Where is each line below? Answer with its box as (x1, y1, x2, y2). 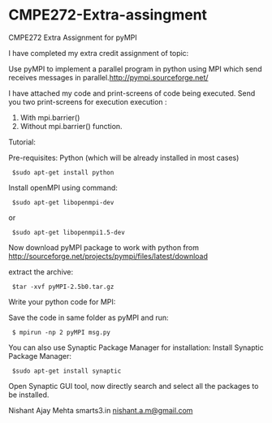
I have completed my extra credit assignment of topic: (8, 48, 189, 58)
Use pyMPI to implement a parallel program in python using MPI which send (8, 63, 262, 74)
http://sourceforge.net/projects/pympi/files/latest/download (8, 251, 209, 261)
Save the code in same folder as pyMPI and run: (8, 313, 169, 322)
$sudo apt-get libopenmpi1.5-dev (11, 228, 126, 236)
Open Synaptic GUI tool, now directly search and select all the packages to (8, 381, 259, 391)
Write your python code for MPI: (8, 296, 116, 306)
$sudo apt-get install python (11, 168, 114, 176)
